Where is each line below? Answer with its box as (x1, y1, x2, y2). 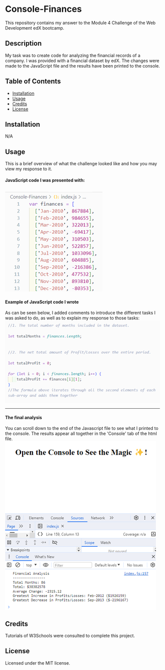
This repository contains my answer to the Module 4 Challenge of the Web (5, 20, 156, 26)
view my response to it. (5, 166, 53, 172)
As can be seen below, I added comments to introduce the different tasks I (5, 310, 156, 316)
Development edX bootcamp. (5, 25, 65, 31)
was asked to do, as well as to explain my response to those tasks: (5, 315, 140, 321)
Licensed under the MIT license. (5, 660, 70, 666)
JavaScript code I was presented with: (5, 177, 85, 183)
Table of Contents (5, 77, 61, 86)
